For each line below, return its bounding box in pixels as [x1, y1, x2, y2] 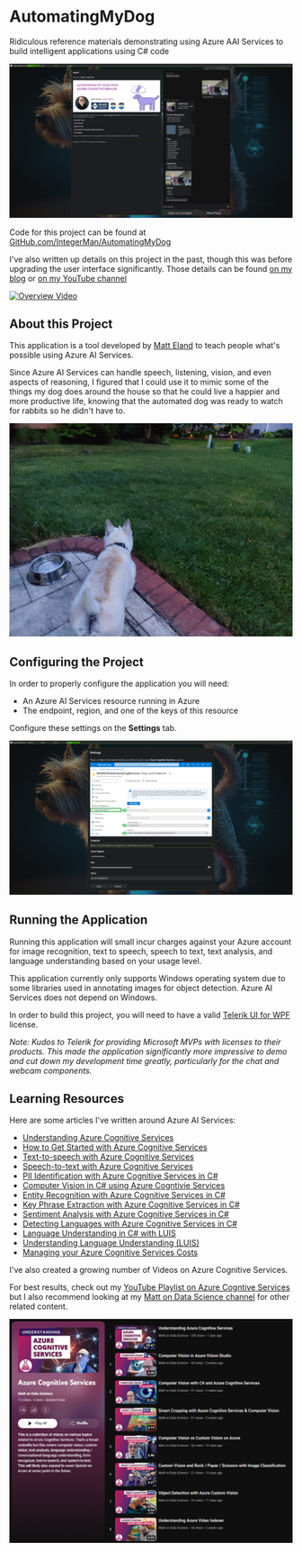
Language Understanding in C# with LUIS [22, 1228, 177, 1239]
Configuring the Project [9, 654, 144, 670]
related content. [9, 1301, 68, 1312]
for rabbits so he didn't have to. [9, 405, 126, 416]
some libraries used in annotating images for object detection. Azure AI [9, 982, 273, 993]
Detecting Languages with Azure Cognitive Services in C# [22, 1218, 238, 1230]
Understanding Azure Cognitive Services [22, 1132, 174, 1143]
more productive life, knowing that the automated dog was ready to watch [9, 396, 283, 407]
